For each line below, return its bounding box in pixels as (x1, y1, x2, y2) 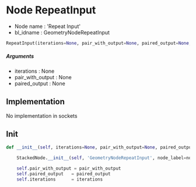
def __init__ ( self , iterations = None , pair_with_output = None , (6, 144, 158, 150)
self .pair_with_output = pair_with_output (16, 165, 121, 172)
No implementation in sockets (6, 112, 78, 119)
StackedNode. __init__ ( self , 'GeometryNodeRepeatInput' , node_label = (16, 155, 187, 161)
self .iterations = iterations (16, 176, 103, 182)
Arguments (6, 53, 34, 60)
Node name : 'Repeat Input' (14, 23, 80, 30)
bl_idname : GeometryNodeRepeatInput (14, 29, 110, 36)
